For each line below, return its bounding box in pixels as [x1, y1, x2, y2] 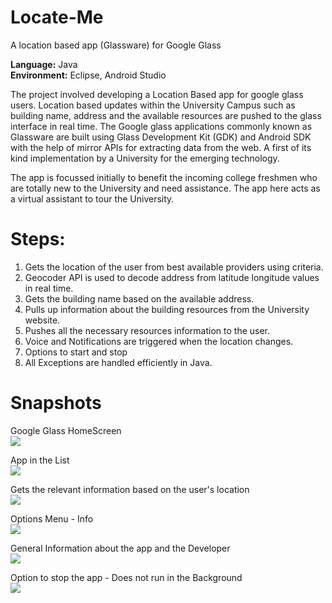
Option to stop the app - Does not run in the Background [10, 571, 243, 583]
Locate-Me [10, 6, 104, 29]
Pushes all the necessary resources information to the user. [24, 324, 271, 336]
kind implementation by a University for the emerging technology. [10, 152, 280, 164]
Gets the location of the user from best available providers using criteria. [24, 261, 324, 273]
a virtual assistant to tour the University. [10, 192, 175, 205]
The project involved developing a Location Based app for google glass [10, 88, 304, 100]
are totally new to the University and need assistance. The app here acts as [10, 182, 321, 194]
